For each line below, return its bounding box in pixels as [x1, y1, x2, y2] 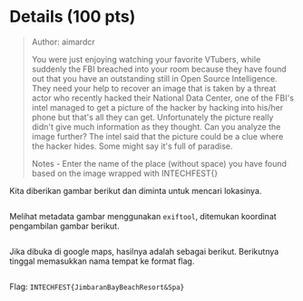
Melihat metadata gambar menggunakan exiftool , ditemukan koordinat [9, 210, 277, 221]
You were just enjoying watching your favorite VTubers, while [31, 53, 261, 64]
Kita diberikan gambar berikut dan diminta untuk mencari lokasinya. [9, 185, 262, 196]
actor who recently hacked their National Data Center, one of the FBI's [31, 92, 295, 103]
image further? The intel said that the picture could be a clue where [31, 131, 284, 141]
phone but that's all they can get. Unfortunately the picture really [31, 112, 274, 122]
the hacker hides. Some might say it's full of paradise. [31, 141, 233, 151]
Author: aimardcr [31, 36, 95, 47]
